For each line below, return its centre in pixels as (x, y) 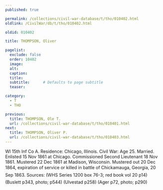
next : (11, 128)
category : (15, 96)
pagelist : (15, 50)
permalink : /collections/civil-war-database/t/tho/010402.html (72, 19)
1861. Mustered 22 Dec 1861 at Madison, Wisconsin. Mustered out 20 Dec (80, 162)
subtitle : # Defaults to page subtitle (56, 82)
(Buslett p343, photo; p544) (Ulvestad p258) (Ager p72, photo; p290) (76, 182)
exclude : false (25, 55)
